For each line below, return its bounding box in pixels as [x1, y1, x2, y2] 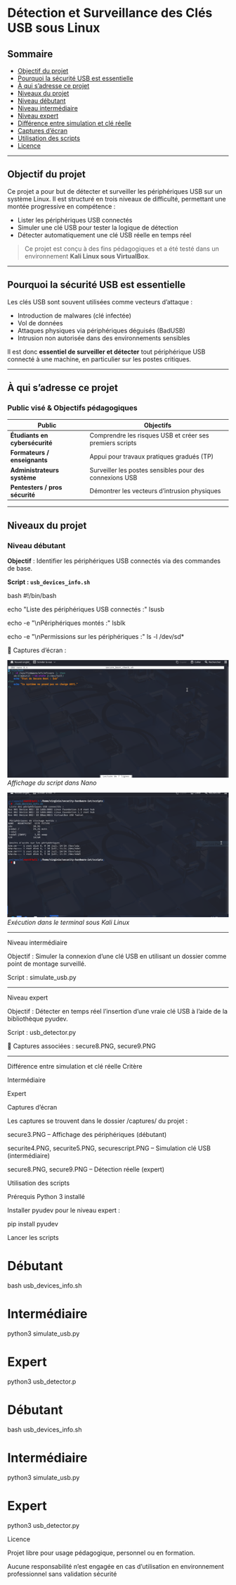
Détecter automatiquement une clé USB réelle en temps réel [17, 230, 192, 239]
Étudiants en [10, 431, 48, 440]
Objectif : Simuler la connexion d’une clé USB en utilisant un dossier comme [7, 952, 227, 961]
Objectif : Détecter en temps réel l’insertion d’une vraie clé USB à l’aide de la [7, 1007, 228, 1016]
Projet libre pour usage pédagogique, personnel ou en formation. [7, 1548, 195, 1557]
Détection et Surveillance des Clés [7, 5, 213, 21]
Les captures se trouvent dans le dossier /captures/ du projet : [7, 1117, 188, 1125]
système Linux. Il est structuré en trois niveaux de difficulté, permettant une [7, 194, 226, 203]
